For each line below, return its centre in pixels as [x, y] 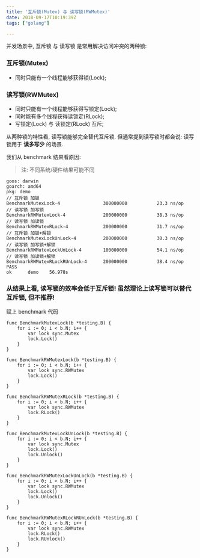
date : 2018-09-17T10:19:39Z [41, 17]
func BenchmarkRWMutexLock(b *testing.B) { [62, 360]
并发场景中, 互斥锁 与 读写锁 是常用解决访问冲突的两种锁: [77, 46]
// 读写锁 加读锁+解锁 [31, 256]
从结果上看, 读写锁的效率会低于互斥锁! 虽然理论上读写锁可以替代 [99, 288]
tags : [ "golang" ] [28, 23]
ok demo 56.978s [37, 272]
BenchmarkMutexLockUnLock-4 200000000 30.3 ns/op [95, 238]
